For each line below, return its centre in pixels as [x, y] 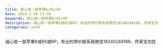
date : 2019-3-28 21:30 [28, 14]
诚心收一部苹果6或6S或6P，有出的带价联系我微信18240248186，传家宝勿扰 [81, 42]
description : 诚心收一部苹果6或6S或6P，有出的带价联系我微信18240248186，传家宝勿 [82, 23]
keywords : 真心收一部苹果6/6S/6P [36, 18]
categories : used [23, 27]
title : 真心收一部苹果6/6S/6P [33, 9]
